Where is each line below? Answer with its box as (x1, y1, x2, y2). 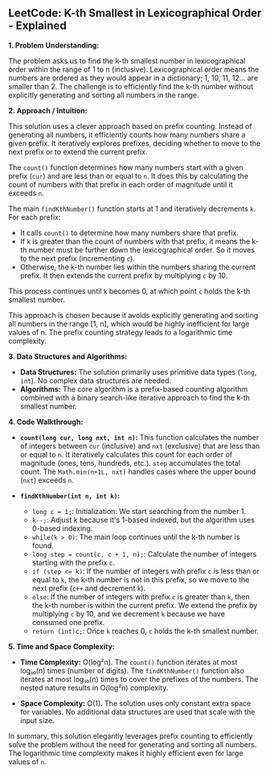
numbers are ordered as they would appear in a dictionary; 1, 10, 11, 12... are (8, 72, 259, 83)
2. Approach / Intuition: (8, 105, 88, 115)
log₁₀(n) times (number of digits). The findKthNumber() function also (19, 665, 245, 675)
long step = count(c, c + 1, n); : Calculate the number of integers (31, 549, 257, 558)
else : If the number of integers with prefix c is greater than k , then (31, 591, 251, 602)
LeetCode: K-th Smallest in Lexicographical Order (8, 6, 262, 20)
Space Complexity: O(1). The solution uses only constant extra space (19, 698, 252, 708)
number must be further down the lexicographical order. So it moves (28, 245, 256, 254)
